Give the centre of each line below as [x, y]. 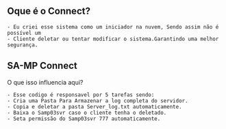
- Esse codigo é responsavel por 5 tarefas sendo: [81, 95]
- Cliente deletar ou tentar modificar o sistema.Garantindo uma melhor [113, 39]
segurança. [23, 45]
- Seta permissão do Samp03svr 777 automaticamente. [84, 119]
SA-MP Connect [42, 66]
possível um [24, 33]
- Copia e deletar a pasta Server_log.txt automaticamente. [95, 106]
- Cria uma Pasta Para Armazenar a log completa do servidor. [98, 101]
